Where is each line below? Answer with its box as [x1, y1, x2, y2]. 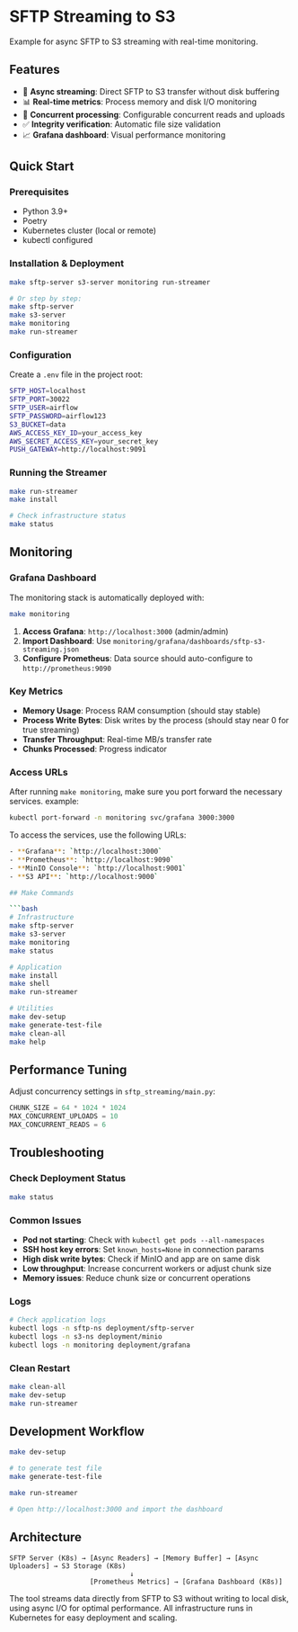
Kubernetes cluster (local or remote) [22, 225, 157, 236]
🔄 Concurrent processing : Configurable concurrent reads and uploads [22, 109, 285, 120]
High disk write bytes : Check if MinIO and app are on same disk [22, 1253, 260, 1264]
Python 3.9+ [22, 206, 69, 217]
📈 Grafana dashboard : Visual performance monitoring [22, 129, 226, 140]
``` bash [9, 904, 39, 914]
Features [9, 62, 60, 77]
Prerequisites [9, 186, 69, 199]
